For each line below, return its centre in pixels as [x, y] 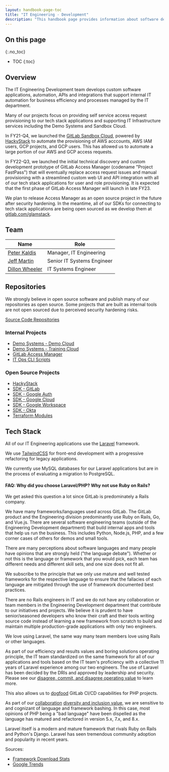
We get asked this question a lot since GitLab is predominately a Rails [77, 497]
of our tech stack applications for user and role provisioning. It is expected [82, 183]
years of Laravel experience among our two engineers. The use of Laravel [82, 667]
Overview [21, 77]
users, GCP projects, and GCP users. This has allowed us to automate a [79, 146]
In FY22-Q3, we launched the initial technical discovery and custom [75, 161]
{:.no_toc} [15, 52]
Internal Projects [26, 332]
